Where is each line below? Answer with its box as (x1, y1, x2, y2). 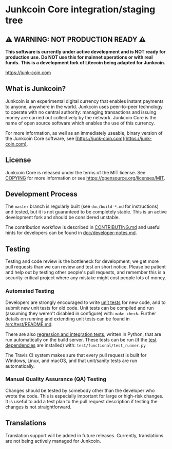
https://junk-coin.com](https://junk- (77, 135, 152, 141)
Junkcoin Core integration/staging (5, 4, 156, 15)
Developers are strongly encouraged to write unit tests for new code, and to (5, 299, 166, 306)
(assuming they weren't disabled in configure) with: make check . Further (5, 310, 157, 316)
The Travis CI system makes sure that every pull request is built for (5, 352, 147, 358)
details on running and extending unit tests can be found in (5, 315, 130, 322)
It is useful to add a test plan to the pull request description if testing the (5, 398, 158, 404)
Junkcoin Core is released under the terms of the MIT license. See (5, 169, 146, 175)
